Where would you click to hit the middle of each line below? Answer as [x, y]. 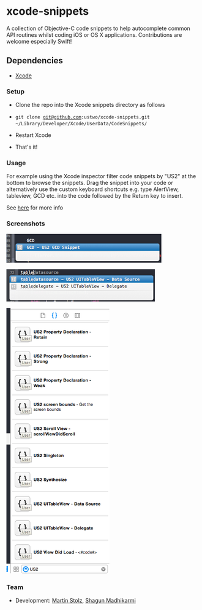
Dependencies [35, 61]
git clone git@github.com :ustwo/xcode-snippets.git [82, 117]
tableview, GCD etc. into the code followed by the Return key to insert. [95, 196]
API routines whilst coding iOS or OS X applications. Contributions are [94, 34]
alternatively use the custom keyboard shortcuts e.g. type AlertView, [93, 189]
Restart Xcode [33, 135]
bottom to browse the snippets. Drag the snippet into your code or [90, 183]
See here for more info [35, 208]
